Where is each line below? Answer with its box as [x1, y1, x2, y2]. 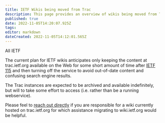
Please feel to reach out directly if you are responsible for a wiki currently [5, 102, 154, 108]
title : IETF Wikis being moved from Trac [5, 7, 91, 12]
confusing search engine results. [5, 73, 72, 79]
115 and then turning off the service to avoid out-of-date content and [5, 67, 144, 73]
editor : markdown [5, 30, 41, 35]
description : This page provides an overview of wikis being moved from [5, 12, 157, 17]
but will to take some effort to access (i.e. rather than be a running [5, 87, 139, 93]
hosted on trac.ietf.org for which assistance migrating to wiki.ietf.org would [5, 107, 157, 113]
